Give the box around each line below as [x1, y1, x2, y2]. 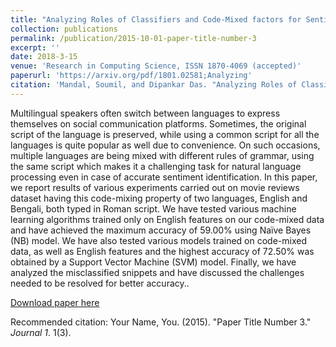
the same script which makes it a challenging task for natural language [10, 160, 302, 172]
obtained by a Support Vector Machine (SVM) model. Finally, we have [10, 256, 297, 268]
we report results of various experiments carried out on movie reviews [10, 181, 300, 193]
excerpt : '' [10, 42, 60, 53]
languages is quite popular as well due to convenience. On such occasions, [10, 139, 321, 151]
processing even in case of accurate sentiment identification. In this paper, [10, 171, 318, 183]
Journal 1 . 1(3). [10, 326, 72, 338]
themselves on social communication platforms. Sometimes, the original [10, 117, 307, 130]
